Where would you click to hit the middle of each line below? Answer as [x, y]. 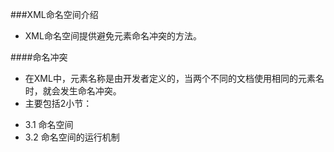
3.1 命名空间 [49, 124]
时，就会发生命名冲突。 [73, 91]
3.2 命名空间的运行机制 [72, 137]
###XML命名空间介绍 [54, 14]
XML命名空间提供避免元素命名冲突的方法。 [113, 36]
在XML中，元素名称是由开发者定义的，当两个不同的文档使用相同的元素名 [174, 78]
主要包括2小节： [58, 103]
